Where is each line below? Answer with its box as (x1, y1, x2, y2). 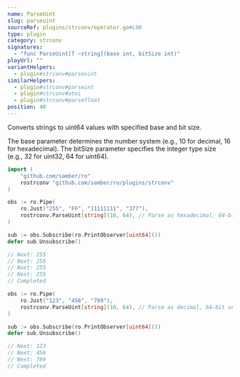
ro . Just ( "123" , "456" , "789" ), (20, 297, 114, 304)
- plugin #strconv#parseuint (14, 70, 98, 77)
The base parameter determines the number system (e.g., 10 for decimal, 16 (7, 136, 231, 145)
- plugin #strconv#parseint (14, 84, 94, 91)
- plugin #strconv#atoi (14, 90, 81, 97)
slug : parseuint (7, 17, 56, 24)
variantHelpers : (7, 64, 56, 71)
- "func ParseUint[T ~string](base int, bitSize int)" (14, 51, 181, 58)
